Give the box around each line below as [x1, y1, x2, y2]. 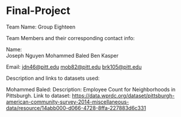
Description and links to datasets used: [6, 75, 100, 81]
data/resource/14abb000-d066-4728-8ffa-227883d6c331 [6, 104, 147, 111]
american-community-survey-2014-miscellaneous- [6, 98, 130, 105]
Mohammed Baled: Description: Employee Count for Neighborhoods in [6, 86, 176, 93]
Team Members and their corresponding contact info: [6, 34, 135, 41]
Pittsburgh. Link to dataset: [6, 92, 71, 99]
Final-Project [6, 4, 71, 17]
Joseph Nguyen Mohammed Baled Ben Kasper [6, 52, 119, 59]
